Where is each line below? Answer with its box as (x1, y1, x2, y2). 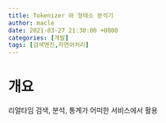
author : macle (8, 19, 55, 27)
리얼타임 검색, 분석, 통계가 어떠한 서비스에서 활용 (8, 106, 158, 115)
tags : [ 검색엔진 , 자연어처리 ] (8, 41, 89, 49)
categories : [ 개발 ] (8, 33, 70, 42)
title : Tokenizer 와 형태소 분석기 (8, 11, 114, 20)
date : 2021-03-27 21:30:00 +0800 (8, 26, 119, 34)
